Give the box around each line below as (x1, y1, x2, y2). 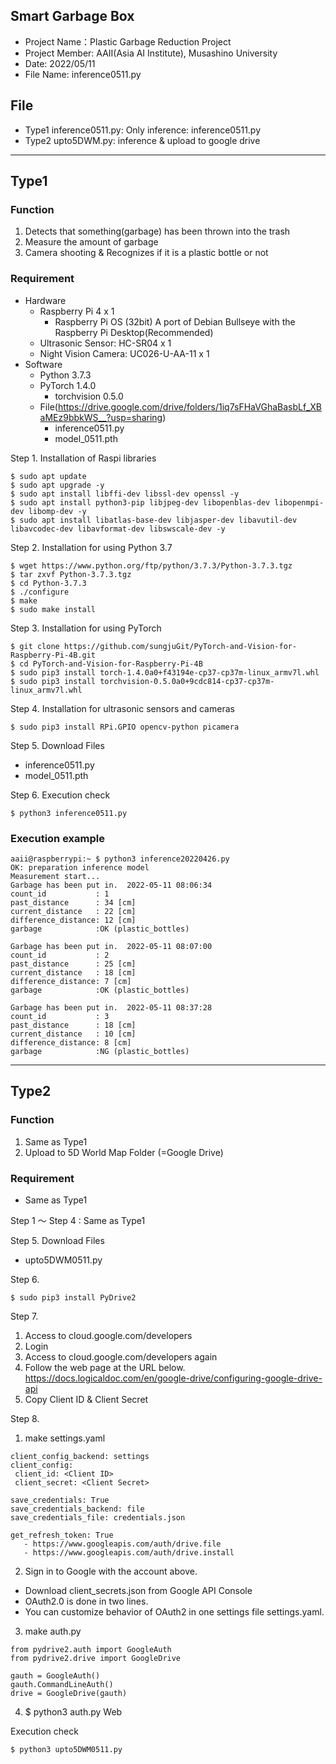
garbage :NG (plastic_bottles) (10, 1046, 190, 1056)
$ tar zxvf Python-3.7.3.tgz (10, 569, 132, 579)
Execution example (10, 831, 105, 845)
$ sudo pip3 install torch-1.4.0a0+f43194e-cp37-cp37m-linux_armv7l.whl (10, 667, 320, 678)
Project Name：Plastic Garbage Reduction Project (24, 35, 232, 48)
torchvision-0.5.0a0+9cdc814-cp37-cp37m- (99, 676, 275, 686)
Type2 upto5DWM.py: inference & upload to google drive (24, 134, 261, 146)
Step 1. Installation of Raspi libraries (10, 452, 157, 464)
